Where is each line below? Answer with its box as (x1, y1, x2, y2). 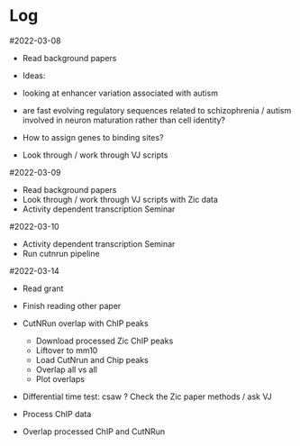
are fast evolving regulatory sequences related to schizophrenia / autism (22, 105, 292, 115)
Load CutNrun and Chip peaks (35, 354, 149, 365)
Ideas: (22, 69, 46, 81)
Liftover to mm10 (35, 344, 98, 356)
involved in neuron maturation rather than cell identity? (22, 114, 226, 125)
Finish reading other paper (22, 300, 122, 311)
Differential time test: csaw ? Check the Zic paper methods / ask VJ (22, 391, 272, 402)
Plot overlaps (35, 373, 86, 384)
